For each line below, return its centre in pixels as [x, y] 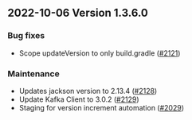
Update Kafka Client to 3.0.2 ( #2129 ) [79, 99]
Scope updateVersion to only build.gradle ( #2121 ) [100, 53]
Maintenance [34, 73]
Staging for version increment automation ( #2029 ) [102, 107]
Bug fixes [26, 36]
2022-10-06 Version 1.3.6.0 [78, 13]
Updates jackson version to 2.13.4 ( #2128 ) [88, 91]
